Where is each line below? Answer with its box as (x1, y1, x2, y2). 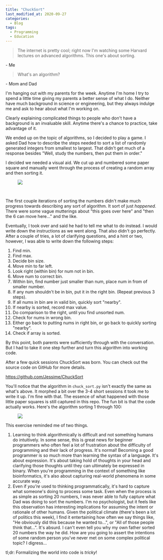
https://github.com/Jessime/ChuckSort (5, 374, 83, 379)
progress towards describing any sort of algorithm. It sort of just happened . (5, 203, 157, 209)
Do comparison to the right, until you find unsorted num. (12, 309, 125, 315)
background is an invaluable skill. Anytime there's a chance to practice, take (5, 120, 158, 126)
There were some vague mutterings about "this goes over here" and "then (5, 208, 154, 214)
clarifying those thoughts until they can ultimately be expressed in (12, 462, 145, 468)
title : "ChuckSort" (5, 7, 45, 12)
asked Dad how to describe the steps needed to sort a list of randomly (5, 140, 147, 146)
